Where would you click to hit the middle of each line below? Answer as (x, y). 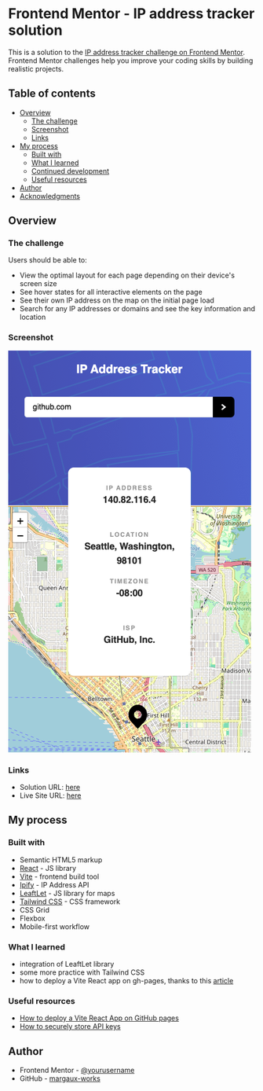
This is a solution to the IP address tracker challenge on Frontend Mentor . (127, 52)
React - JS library (48, 868)
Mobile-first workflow (55, 926)
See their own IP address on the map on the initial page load (117, 300)
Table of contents (52, 94)
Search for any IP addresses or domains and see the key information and (137, 309)
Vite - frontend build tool (59, 876)
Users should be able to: (48, 260)
